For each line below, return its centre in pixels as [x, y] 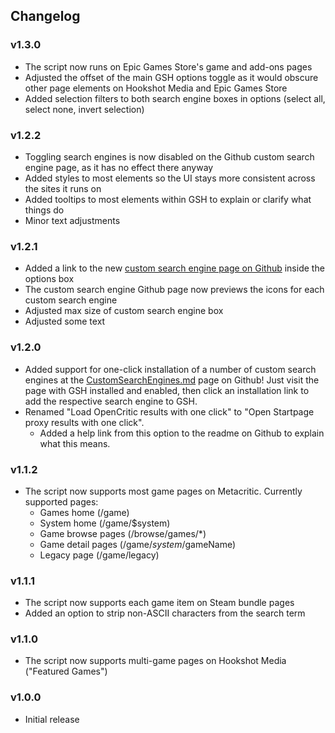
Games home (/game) [84, 512]
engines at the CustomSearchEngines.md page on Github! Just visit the [172, 380]
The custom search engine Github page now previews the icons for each [174, 290]
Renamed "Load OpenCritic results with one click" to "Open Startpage [169, 411]
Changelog [45, 16]
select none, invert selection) [84, 109]
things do [44, 210]
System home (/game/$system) [105, 523]
